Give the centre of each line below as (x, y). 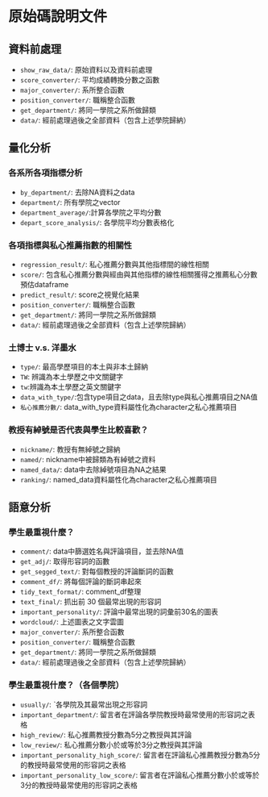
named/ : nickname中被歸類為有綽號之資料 (88, 459)
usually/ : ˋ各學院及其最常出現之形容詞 (84, 704)
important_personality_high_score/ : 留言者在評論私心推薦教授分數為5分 (140, 754)
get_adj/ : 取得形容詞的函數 (65, 561)
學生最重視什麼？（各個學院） (66, 685)
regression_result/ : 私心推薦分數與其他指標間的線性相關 (114, 264)
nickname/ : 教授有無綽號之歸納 (70, 449)
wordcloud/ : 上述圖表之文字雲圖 (72, 622)
